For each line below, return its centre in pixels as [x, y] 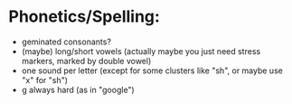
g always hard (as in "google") [78, 90]
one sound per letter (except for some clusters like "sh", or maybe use [152, 71]
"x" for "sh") [45, 80]
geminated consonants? [66, 42]
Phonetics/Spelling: [84, 17]
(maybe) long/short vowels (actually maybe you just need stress [141, 51]
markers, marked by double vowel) [86, 61]
